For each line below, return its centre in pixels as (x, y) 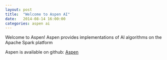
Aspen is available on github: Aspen (42, 52)
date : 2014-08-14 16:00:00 (35, 19)
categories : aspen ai (28, 23)
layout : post (19, 10)
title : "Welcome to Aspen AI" (38, 14)
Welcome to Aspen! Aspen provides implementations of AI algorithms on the (83, 37)
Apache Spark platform (29, 43)
